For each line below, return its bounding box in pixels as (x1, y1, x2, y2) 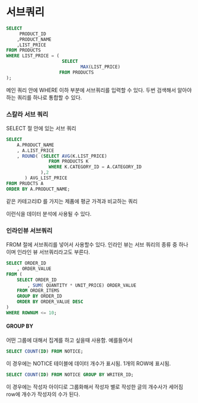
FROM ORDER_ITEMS (17, 288, 60, 294)
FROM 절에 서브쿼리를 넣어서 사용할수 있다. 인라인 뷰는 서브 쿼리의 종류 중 (6, 241, 178, 248)
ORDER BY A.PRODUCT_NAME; (6, 186, 70, 192)
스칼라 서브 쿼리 (6, 110, 49, 119)
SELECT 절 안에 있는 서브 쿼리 (6, 124, 76, 132)
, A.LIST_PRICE (17, 148, 55, 153)
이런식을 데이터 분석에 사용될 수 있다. (6, 210, 92, 217)
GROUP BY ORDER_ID (17, 293, 62, 299)
